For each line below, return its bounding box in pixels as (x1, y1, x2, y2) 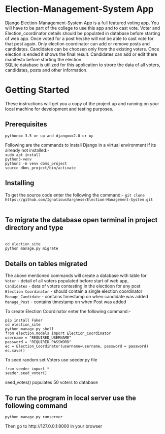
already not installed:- (5, 147, 50, 153)
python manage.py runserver (5, 414, 63, 419)
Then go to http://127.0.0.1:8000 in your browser (5, 423, 102, 429)
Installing (5, 179, 34, 187)
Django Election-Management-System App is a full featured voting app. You (5, 20, 159, 26)
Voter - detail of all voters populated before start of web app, (5, 278, 129, 284)
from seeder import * (5, 366, 50, 371)
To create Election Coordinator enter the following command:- (5, 309, 131, 315)
